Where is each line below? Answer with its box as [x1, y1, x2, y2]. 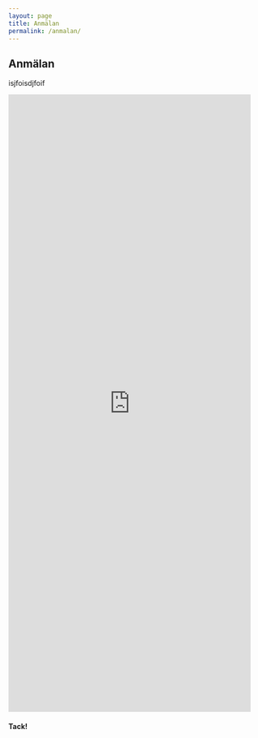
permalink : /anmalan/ [8, 27, 82, 35]
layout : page [8, 11, 53, 20]
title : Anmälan [8, 19, 60, 28]
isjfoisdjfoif [8, 78, 45, 88]
